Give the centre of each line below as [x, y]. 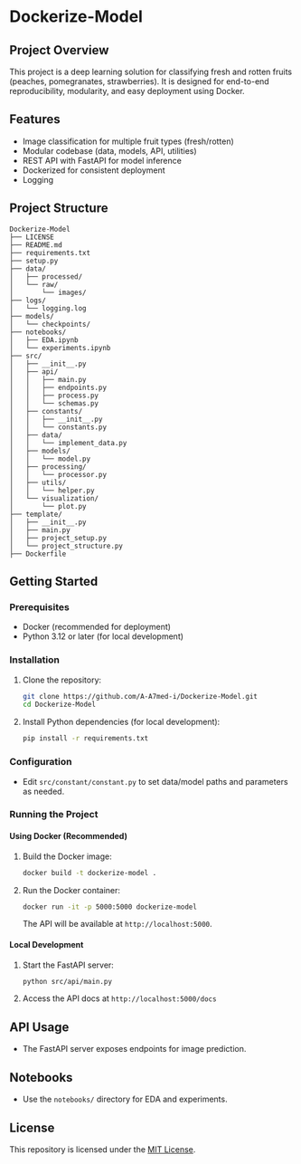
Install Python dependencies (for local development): [121, 722]
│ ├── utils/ [38, 482]
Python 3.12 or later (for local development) [103, 636]
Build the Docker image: [67, 856]
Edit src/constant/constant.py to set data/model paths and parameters [155, 781]
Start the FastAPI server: [68, 965]
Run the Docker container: [71, 890]
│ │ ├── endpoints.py [58, 387]
